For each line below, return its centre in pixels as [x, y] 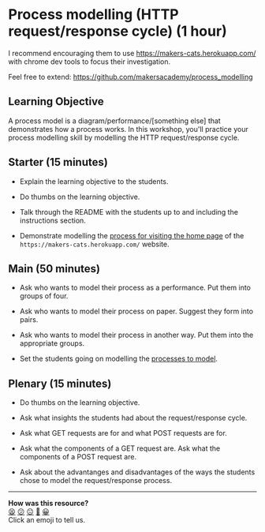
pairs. [29, 320]
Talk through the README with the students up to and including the [129, 212]
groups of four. [44, 296]
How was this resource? [49, 504]
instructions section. [53, 220]
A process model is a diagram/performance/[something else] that [114, 121]
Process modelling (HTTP [93, 15]
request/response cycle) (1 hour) [118, 31]
